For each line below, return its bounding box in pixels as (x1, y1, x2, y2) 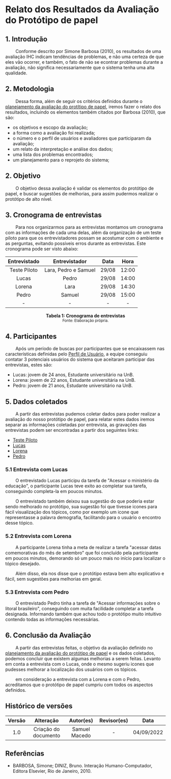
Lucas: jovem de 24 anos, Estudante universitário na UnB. (12, 372, 134, 378)
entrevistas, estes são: (5, 362, 52, 368)
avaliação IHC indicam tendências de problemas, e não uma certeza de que (5, 54, 164, 60)
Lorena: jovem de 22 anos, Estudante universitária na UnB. (12, 377, 136, 383)
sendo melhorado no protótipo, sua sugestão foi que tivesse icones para (5, 504, 158, 510)
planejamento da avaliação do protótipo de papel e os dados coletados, (5, 650, 155, 656)
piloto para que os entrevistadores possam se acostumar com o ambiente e (5, 235, 164, 241)
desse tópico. (5, 520, 34, 526)
